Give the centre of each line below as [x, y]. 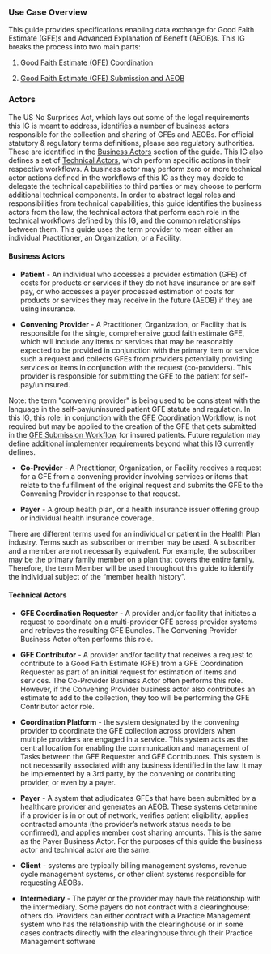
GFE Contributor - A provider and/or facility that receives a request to [136, 655]
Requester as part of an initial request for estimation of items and [128, 672]
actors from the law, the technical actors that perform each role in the [124, 212]
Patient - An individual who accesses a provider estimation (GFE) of [133, 274]
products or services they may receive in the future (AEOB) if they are [136, 300]
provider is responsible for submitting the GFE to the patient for [125, 376]
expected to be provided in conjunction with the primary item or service [140, 350]
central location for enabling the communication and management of [134, 748]
